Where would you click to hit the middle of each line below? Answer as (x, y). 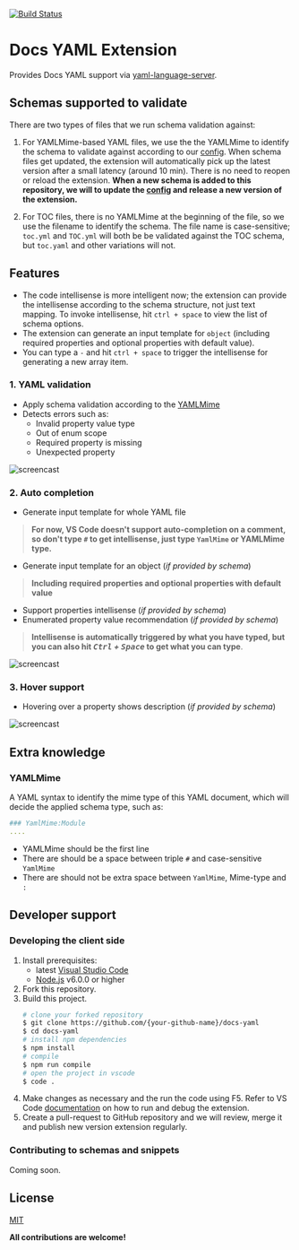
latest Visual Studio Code (82, 969)
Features (34, 273)
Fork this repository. (59, 989)
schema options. (53, 324)
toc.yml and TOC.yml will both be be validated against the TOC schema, (153, 235)
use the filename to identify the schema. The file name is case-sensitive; (156, 226)
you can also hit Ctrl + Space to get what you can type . (137, 647)
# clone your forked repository (82, 1015)
